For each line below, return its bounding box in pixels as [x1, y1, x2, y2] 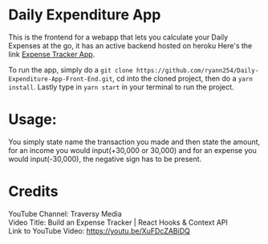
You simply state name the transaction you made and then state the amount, [8, 137, 261, 147]
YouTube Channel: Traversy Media [8, 209, 122, 218]
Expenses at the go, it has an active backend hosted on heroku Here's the [8, 40, 253, 50]
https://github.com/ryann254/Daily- [136, 66, 259, 74]
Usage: [8, 110, 58, 129]
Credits [8, 183, 59, 201]
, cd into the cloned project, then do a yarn [112, 73, 253, 83]
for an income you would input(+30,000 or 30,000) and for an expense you [8, 145, 257, 155]
